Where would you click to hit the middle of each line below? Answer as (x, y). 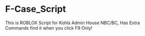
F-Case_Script (36, 9)
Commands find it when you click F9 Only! (49, 28)
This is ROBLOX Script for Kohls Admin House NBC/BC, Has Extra (72, 23)
